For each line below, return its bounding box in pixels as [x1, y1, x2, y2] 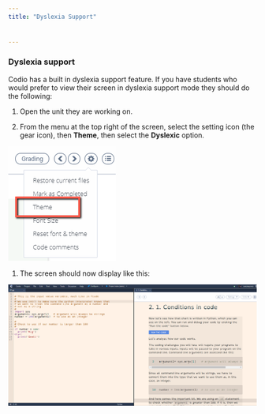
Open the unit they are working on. [19, 107, 133, 116]
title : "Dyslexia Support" [8, 13, 97, 21]
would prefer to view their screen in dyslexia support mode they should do [8, 83, 250, 92]
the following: [8, 91, 53, 100]
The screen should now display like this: [19, 269, 150, 278]
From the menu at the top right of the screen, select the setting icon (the [19, 122, 255, 131]
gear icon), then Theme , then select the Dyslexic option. [19, 130, 205, 140]
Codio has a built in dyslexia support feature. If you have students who [8, 74, 238, 84]
